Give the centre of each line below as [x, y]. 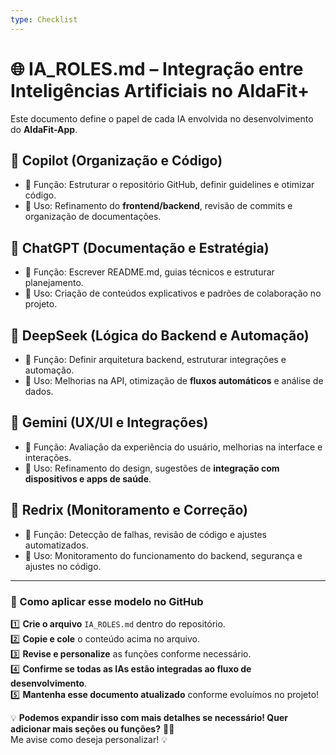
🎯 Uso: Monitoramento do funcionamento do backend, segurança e [163, 555]
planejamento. [54, 283]
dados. [39, 391]
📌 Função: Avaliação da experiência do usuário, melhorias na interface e [173, 447]
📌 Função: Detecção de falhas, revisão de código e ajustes [145, 534]
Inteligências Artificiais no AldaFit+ [160, 90]
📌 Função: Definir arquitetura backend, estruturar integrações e [155, 359]
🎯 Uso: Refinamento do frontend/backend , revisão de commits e [158, 206]
